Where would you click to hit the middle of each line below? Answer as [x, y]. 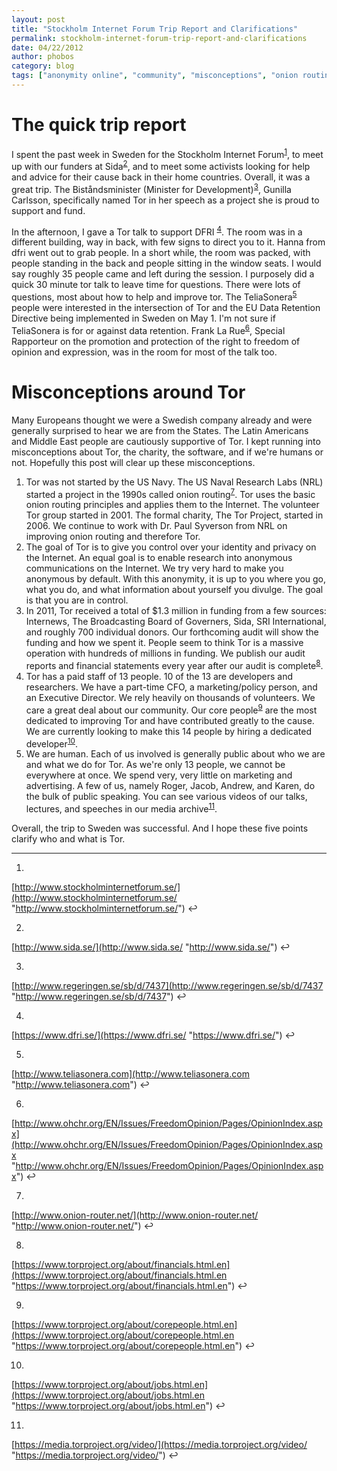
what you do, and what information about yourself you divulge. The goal [174, 590]
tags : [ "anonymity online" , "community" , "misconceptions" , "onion [155, 76]
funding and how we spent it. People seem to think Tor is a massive [164, 643]
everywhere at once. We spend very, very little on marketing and [159, 775]
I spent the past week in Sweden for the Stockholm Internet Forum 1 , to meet [167, 153]
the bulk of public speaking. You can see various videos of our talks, [166, 797]
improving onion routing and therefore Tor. [113, 537]
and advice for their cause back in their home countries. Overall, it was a [161, 177]
